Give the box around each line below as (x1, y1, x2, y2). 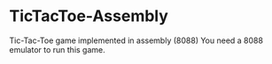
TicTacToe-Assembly (9, 6, 168, 26)
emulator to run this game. (9, 44, 106, 54)
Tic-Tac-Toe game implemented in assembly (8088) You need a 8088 (9, 35, 264, 46)
